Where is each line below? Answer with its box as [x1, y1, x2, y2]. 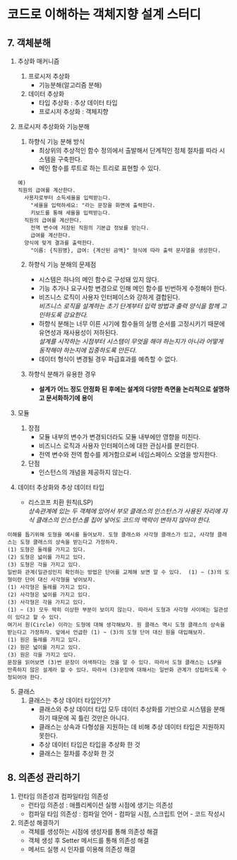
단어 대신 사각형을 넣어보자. [24, 576, 96, 583]
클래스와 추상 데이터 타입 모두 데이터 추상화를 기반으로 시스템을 [38, 705, 212, 713]
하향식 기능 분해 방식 [28, 137, 85, 146]
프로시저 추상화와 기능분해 [17, 122, 90, 131]
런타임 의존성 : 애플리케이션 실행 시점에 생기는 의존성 [28, 801, 174, 809]
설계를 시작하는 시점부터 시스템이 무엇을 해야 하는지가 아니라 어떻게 [38, 337, 224, 345]
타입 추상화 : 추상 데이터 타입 [38, 98, 118, 107]
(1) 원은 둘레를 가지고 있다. [7, 637, 81, 644]
